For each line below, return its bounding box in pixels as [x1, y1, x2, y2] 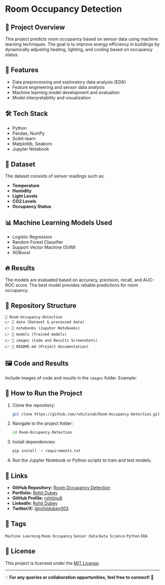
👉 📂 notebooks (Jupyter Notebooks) [5, 325, 80, 330]
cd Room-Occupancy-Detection [12, 430, 72, 435]
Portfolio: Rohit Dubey [12, 490, 58, 496]
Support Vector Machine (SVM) [12, 244, 76, 250]
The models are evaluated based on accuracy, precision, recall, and [5, 277, 142, 283]
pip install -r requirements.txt [12, 448, 81, 453]
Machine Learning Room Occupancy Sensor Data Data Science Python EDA [5, 533, 148, 539]
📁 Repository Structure [5, 301, 77, 310]
